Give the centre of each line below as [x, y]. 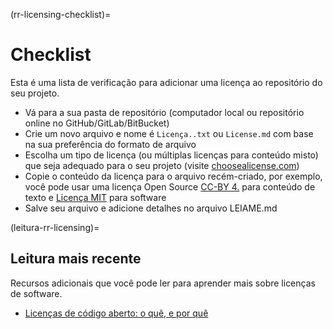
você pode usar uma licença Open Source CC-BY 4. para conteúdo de [170, 186]
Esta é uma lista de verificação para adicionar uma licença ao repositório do [166, 82]
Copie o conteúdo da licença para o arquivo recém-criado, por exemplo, [173, 176]
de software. [36, 293]
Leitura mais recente [76, 259]
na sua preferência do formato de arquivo [110, 144]
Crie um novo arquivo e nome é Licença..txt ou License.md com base [169, 133]
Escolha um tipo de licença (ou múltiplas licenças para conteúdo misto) [171, 155]
